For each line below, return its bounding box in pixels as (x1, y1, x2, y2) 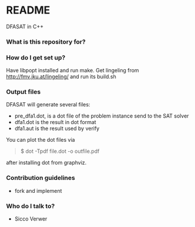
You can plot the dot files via (6, 136, 75, 143)
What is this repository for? (6, 38, 86, 46)
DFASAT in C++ (6, 23, 44, 30)
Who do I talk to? (6, 202, 55, 210)
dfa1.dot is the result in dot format (14, 119, 96, 126)
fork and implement (14, 187, 62, 194)
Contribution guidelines (6, 174, 75, 182)
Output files (6, 88, 41, 96)
